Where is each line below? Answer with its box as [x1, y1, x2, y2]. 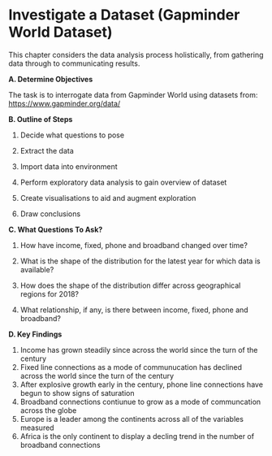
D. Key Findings [8, 329, 63, 339]
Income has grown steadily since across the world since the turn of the [19, 345, 258, 354]
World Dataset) [8, 23, 113, 41]
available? [19, 264, 54, 274]
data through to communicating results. [8, 59, 140, 68]
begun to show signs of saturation [19, 388, 135, 397]
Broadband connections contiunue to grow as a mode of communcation [19, 397, 261, 406]
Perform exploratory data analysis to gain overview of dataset [19, 177, 227, 187]
